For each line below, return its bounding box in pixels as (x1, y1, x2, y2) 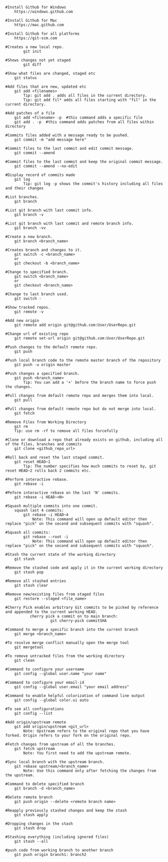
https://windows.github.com (14, 9, 73, 14)
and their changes (5, 186, 44, 191)
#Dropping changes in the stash (5, 821, 73, 826)
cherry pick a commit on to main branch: (30, 614, 118, 619)
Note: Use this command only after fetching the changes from (23, 768, 156, 773)
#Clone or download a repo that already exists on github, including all (5, 437, 163, 442)
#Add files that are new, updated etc (5, 84, 87, 89)
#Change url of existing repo (5, 331, 69, 336)
